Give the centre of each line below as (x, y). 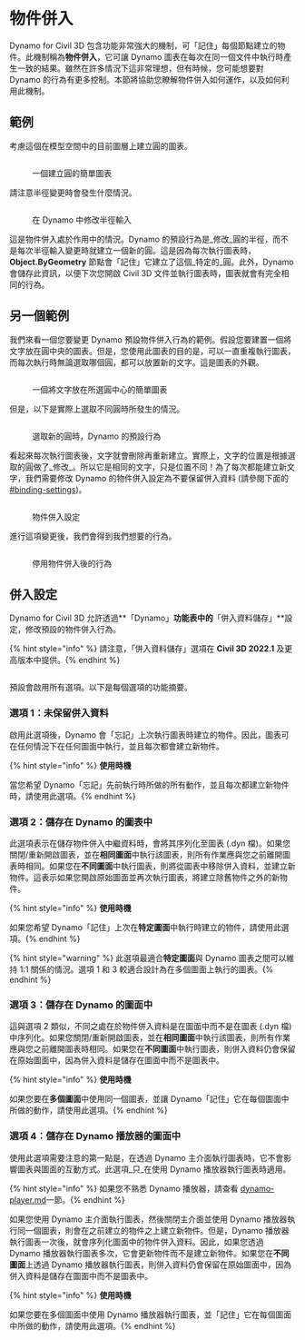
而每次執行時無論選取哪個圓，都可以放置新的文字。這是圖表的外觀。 (137, 362)
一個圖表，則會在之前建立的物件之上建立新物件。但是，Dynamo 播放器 (157, 1230)
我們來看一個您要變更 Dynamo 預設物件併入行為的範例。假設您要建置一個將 (151, 339)
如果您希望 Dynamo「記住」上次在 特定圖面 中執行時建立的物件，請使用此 (145, 927)
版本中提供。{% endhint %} (69, 660)
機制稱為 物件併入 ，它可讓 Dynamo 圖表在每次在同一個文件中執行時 (158, 56)
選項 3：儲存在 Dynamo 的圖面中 (81, 1005)
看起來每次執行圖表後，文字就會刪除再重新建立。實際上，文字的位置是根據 (148, 455)
